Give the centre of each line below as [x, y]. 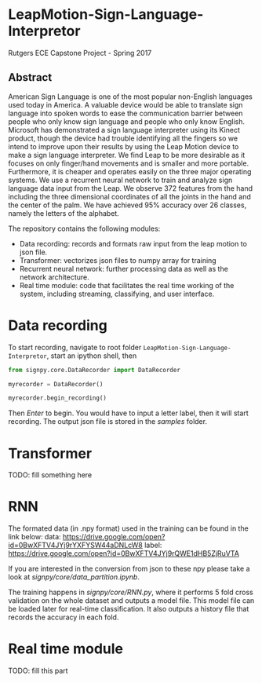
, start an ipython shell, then [92, 356]
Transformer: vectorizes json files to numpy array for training [118, 260]
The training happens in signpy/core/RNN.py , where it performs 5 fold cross [131, 592]
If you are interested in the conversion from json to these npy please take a [129, 569]
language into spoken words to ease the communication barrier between [126, 113]
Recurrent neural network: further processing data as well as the [124, 268]
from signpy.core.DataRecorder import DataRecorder [94, 370]
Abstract [30, 77]
